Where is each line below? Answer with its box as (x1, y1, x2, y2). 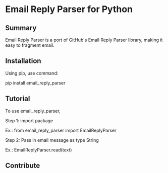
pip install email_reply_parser (5, 79, 66, 86)
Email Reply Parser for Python (5, 4, 133, 15)
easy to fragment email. (5, 42, 54, 48)
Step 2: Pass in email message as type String (5, 137, 99, 143)
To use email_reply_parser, (5, 108, 61, 114)
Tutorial (5, 95, 30, 103)
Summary (5, 24, 37, 32)
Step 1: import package (5, 117, 53, 124)
